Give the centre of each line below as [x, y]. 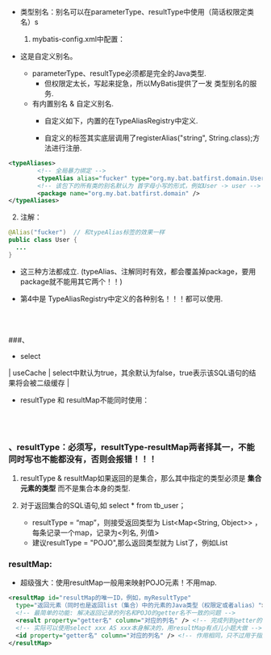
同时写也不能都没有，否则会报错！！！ [83, 459]
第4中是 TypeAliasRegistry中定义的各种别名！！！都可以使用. [121, 298]
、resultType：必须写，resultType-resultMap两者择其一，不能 [132, 447]
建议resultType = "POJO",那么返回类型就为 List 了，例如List [130, 543]
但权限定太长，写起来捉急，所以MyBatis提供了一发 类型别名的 [147, 83]
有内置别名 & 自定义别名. [73, 104]
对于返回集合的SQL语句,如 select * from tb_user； [103, 506]
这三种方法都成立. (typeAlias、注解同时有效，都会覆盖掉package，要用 [138, 271]
